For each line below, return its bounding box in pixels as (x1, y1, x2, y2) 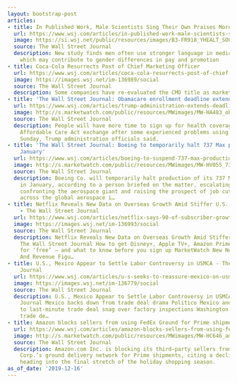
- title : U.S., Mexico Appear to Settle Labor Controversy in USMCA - (7, 260, 219, 267)
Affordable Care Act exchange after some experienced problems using (20, 129, 229, 136)
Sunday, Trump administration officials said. (20, 135, 159, 142)
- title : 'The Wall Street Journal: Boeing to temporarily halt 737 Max (7, 142, 226, 149)
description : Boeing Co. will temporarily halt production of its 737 (13, 175, 226, 182)
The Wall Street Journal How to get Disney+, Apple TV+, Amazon (20, 240, 213, 247)
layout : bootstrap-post (7, 10, 78, 18)
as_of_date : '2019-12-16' (7, 365, 83, 372)
